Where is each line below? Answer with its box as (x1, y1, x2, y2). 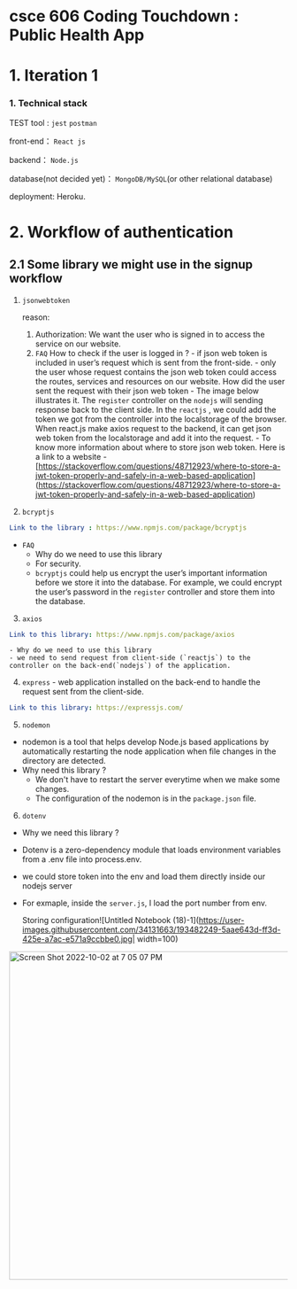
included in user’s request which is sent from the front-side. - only (34, 357, 277, 368)
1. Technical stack (9, 97, 88, 110)
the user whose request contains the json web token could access (34, 366, 277, 377)
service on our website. (34, 338, 121, 349)
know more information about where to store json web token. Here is (34, 441, 286, 453)
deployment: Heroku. (9, 190, 86, 201)
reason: (21, 312, 50, 322)
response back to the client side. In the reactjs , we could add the (34, 404, 277, 415)
